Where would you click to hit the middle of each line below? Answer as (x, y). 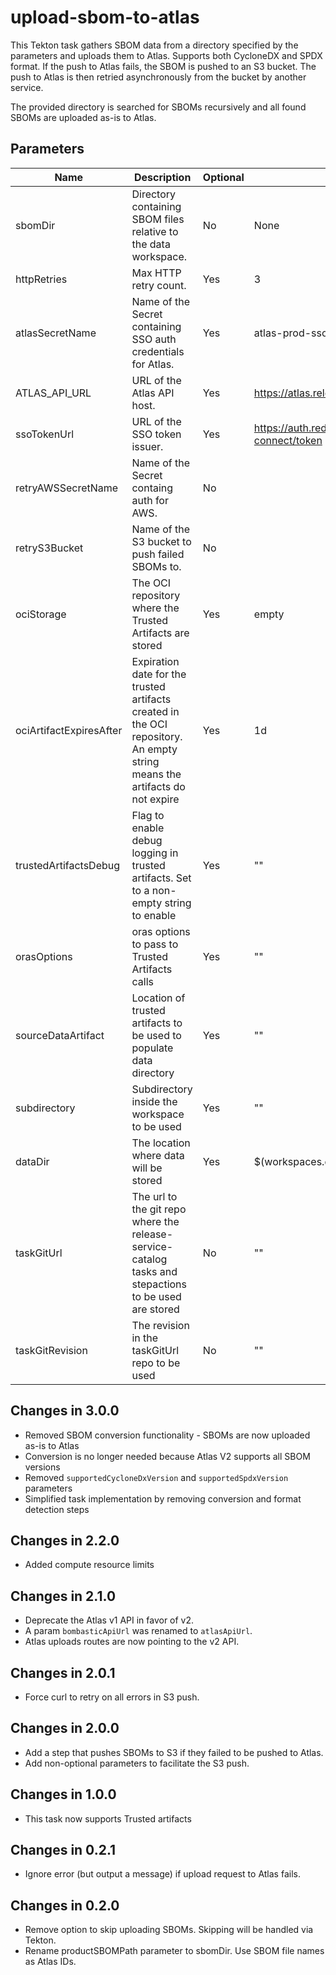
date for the (159, 674)
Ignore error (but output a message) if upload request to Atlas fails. (162, 1874)
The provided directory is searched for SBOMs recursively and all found (158, 107)
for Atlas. (153, 364)
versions (42, 1467)
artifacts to (157, 1023)
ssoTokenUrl (45, 434)
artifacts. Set (161, 878)
